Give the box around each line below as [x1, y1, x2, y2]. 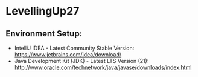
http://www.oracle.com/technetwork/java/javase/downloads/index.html [14, 64, 192, 71]
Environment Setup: [5, 28, 83, 39]
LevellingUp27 [5, 4, 80, 18]
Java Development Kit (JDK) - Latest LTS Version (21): [14, 58, 149, 64]
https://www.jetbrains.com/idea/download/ [14, 51, 122, 58]
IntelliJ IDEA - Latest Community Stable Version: [14, 44, 135, 52]
